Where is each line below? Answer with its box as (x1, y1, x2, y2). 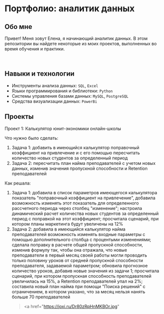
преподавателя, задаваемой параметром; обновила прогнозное (11, 262, 148, 268)
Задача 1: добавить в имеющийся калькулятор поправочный (11, 144, 139, 150)
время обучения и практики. (4, 46, 65, 52)
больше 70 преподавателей (11, 294, 71, 300)
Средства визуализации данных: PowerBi (11, 98, 98, 104)
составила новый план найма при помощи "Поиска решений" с (11, 283, 146, 289)
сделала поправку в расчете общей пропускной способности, (11, 241, 143, 248)
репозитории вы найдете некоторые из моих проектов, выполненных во (4, 41, 157, 47)
